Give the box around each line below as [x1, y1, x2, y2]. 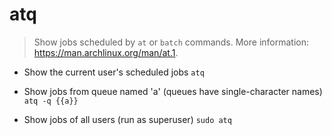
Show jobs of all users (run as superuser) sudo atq [23, 113, 232, 125]
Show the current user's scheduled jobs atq [23, 66, 205, 78]
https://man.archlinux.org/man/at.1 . [33, 46, 179, 58]
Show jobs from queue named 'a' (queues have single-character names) [23, 85, 323, 97]
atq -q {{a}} [23, 96, 79, 106]
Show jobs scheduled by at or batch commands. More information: [33, 36, 310, 48]
